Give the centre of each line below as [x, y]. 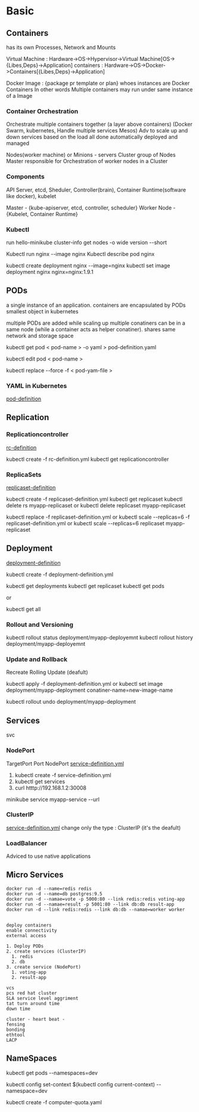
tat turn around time [33, 1003]
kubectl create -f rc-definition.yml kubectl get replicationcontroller [88, 459]
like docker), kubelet [31, 196]
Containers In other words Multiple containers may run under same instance [99, 90]
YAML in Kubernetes [37, 386]
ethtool [16, 1035]
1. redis [22, 956]
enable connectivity [32, 930]
